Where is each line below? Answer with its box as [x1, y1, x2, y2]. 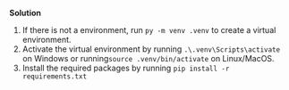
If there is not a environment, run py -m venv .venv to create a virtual [21, 25, 276, 35]
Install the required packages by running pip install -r [21, 62, 230, 73]
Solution [9, 8, 42, 18]
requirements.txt [21, 72, 88, 81]
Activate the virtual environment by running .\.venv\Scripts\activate [21, 44, 280, 54]
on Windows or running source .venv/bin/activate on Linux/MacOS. [21, 53, 275, 63]
